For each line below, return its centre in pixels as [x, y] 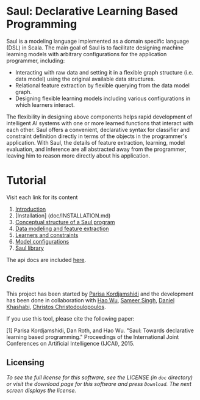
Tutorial [27, 180]
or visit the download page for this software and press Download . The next [99, 384]
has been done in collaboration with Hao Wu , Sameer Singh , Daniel [91, 300]
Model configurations [42, 241]
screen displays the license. [41, 390]
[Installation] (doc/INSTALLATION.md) [63, 216]
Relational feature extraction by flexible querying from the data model [102, 85]
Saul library [30, 248]
